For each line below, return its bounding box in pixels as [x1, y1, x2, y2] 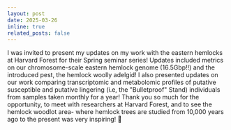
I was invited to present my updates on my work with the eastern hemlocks [7, 49, 223, 57]
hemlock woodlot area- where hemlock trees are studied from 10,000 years [7, 108, 225, 116]
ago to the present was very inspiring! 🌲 [7, 115, 122, 124]
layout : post [7, 10, 45, 17]
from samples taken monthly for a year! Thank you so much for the [7, 93, 200, 101]
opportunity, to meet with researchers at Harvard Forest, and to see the [7, 100, 213, 108]
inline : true [7, 23, 45, 30]
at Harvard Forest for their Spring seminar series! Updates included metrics [7, 56, 224, 65]
